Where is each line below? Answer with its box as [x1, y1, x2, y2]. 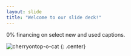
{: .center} [60, 43, 86, 50]
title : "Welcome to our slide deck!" [6, 14, 102, 20]
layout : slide [6, 8, 42, 15]
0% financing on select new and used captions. [6, 31, 126, 38]
